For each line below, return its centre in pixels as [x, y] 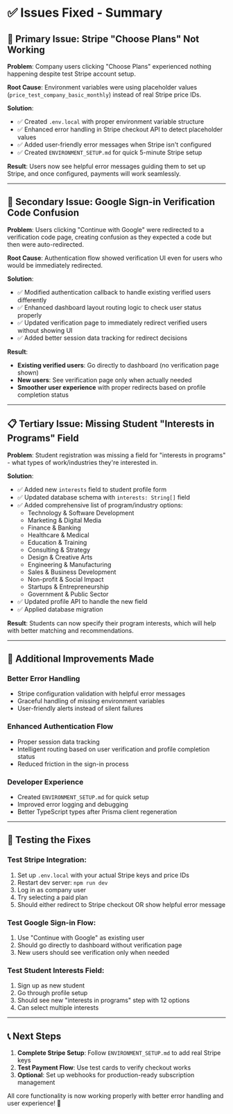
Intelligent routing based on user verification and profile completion [113, 749]
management [36, 1082]
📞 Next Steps [34, 1036]
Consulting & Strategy [59, 550]
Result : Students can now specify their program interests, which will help [112, 623]
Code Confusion [43, 213]
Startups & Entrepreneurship [68, 587]
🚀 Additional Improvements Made [81, 659]
